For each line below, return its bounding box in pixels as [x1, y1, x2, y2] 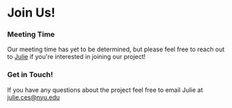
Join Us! [7, 5, 55, 21]
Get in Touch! [7, 70, 53, 80]
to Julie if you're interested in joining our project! [7, 53, 146, 61]
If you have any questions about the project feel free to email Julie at [7, 85, 203, 94]
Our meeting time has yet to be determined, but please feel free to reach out [7, 45, 225, 53]
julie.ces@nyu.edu [7, 93, 60, 101]
